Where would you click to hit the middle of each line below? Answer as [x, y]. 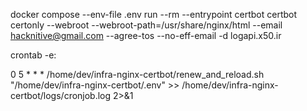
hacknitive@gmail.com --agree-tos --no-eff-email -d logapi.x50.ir [146, 35]
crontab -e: [33, 55]
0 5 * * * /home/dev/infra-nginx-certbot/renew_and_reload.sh [137, 74]
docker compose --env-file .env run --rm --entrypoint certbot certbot [154, 14]
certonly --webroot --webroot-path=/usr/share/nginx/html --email [146, 25]
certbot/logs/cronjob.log [61, 95]
